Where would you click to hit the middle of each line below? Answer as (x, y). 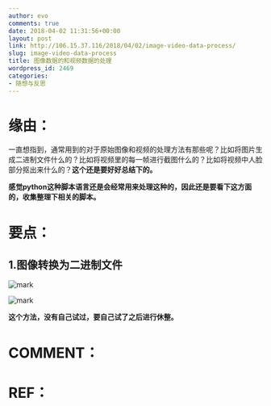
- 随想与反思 (27, 83)
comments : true (34, 23)
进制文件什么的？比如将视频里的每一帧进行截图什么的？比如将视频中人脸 (142, 160)
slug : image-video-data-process (63, 53)
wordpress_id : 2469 (41, 69)
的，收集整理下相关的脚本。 (54, 197)
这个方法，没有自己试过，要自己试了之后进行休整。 (93, 317)
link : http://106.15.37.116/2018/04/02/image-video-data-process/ (122, 46)
